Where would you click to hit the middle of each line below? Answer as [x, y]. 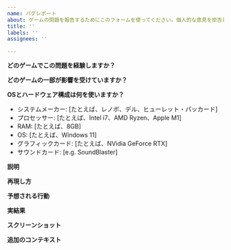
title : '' [21, 26]
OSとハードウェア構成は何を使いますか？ [66, 95]
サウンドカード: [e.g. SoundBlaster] [67, 152]
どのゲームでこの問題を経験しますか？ [61, 65]
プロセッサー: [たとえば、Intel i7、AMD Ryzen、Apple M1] [99, 118]
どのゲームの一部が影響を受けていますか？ [67, 80]
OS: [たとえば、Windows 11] [57, 135]
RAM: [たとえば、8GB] [49, 126]
